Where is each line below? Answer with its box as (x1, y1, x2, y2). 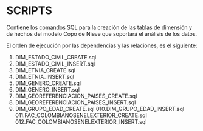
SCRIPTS (6, 4, 53, 18)
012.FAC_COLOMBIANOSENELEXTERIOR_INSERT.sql (15, 118, 147, 125)
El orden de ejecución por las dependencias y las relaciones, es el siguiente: (6, 42, 198, 49)
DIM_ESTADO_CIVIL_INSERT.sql (15, 60, 95, 67)
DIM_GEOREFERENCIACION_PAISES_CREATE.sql (15, 92, 137, 99)
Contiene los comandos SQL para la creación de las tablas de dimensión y (6, 24, 193, 31)
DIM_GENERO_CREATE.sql (15, 79, 81, 87)
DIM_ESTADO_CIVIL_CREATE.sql (15, 53, 97, 61)
